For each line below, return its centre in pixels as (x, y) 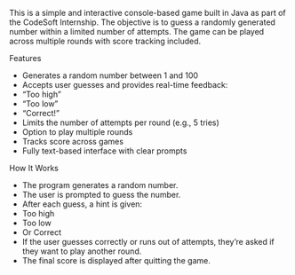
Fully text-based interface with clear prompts (104, 151)
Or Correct (42, 232)
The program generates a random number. (100, 185)
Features (25, 58)
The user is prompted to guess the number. (101, 195)
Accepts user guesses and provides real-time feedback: (125, 85)
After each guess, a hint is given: (82, 204)
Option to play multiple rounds (77, 132)
